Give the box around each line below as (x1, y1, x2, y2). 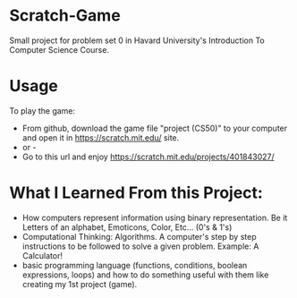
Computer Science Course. (9, 44, 110, 55)
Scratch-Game (9, 5, 121, 26)
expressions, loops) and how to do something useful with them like (21, 269, 269, 280)
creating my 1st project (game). (21, 278, 138, 289)
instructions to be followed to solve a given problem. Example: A (21, 241, 259, 251)
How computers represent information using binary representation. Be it (21, 212, 288, 223)
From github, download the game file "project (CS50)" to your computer (21, 123, 288, 133)
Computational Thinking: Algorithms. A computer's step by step (21, 231, 257, 242)
